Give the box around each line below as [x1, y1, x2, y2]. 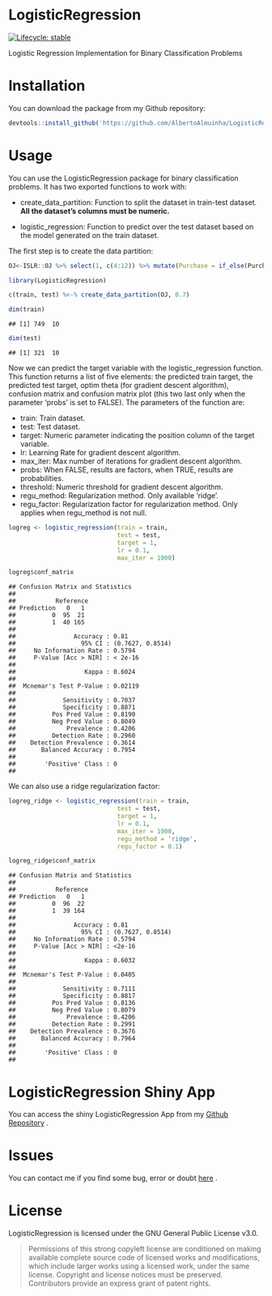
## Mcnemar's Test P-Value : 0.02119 [8, 682, 139, 690]
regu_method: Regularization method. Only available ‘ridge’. [19, 491, 219, 501]
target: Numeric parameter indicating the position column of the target [19, 431, 255, 441]
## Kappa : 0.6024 [8, 668, 136, 676]
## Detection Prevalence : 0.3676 [8, 1027, 136, 1036]
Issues [8, 1146, 54, 1165]
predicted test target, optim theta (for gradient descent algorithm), [8, 381, 229, 390]
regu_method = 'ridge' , [117, 834, 198, 843]
